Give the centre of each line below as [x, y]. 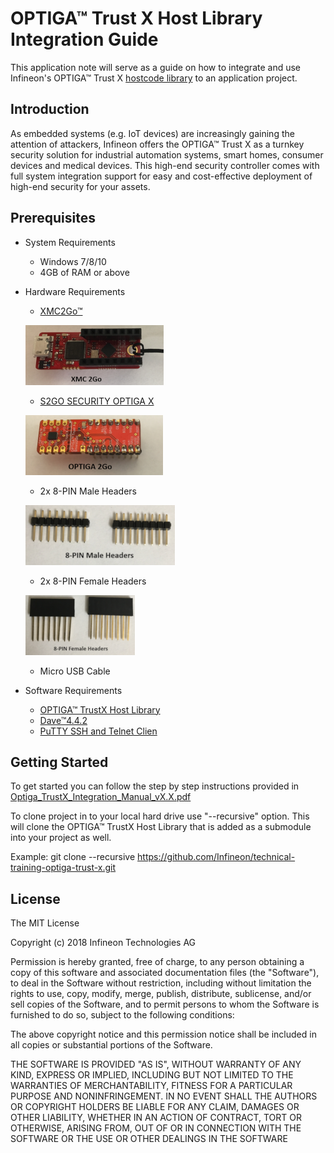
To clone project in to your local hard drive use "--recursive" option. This [160, 816]
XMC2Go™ [61, 311]
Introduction [50, 109]
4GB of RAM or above [84, 272]
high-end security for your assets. [80, 186]
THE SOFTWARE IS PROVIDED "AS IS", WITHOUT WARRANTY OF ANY [156, 1064]
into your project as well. [61, 838]
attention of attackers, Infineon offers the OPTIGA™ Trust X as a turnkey [157, 144]
